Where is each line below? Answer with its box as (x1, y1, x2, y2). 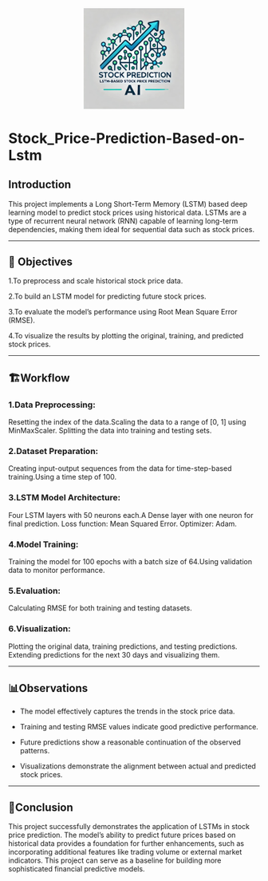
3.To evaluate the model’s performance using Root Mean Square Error (8, 307, 238, 317)
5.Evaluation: (8, 585, 61, 596)
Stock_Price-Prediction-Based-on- (8, 129, 246, 147)
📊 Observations (8, 681, 89, 695)
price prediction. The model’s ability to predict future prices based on (8, 830, 236, 840)
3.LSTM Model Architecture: (8, 492, 121, 504)
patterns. (19, 746, 50, 756)
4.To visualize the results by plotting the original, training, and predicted (8, 331, 244, 341)
